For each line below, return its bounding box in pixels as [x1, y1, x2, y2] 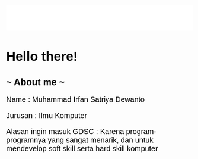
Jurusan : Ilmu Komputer [6, 111, 87, 120]
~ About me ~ [6, 76, 65, 88]
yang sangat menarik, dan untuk [47, 135, 154, 144]
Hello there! [6, 49, 78, 64]
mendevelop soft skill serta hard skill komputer [6, 144, 158, 153]
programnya [6, 135, 46, 144]
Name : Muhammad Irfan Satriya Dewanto [6, 95, 145, 104]
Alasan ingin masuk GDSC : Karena [6, 127, 124, 136]
